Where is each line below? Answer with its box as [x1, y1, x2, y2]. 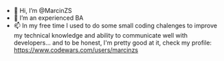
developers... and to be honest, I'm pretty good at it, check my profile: [13, 38, 212, 47]
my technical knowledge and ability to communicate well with [13, 32, 188, 39]
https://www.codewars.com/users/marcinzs [13, 46, 139, 54]
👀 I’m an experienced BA [13, 14, 84, 22]
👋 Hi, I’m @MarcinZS [13, 7, 72, 14]
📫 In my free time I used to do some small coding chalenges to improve [13, 21, 218, 29]
